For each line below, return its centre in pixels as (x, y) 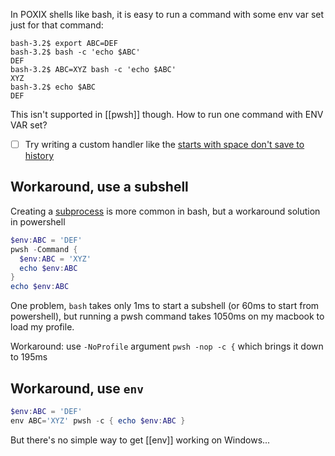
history (39, 156)
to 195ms (29, 357)
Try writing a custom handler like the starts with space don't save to (164, 144)
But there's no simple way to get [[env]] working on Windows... (140, 440)
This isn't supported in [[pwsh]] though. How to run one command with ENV (167, 114)
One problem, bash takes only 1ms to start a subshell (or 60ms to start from (165, 306)
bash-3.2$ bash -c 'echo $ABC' (75, 52)
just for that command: (57, 25)
